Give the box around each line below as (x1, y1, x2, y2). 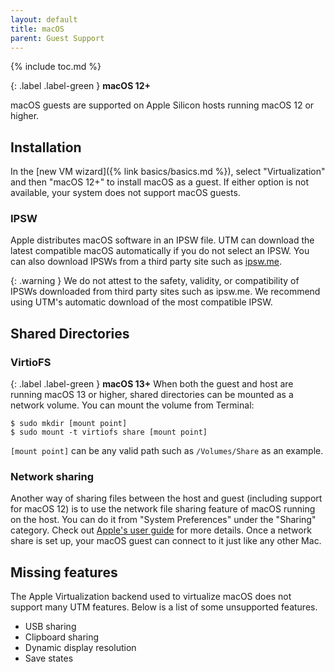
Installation (10, 139, 82, 156)
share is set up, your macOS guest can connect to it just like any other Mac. (10, 535, 322, 547)
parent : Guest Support (10, 33, 105, 43)
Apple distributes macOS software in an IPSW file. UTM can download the (10, 234, 315, 246)
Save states (24, 652, 74, 665)
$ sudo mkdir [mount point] (10, 419, 128, 429)
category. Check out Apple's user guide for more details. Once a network (10, 524, 312, 536)
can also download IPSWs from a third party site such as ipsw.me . (10, 256, 283, 268)
